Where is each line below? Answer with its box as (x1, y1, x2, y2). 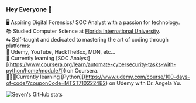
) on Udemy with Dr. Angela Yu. (105, 80, 181, 87)
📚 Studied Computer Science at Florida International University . (6, 28, 161, 35)
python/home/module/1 (6, 67, 63, 74)
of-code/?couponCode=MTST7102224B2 (6, 80, 106, 87)
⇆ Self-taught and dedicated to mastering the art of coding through (6, 36, 169, 43)
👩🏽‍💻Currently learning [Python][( (6, 73, 86, 81)
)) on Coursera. (61, 67, 99, 74)
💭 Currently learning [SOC (6, 55, 69, 62)
